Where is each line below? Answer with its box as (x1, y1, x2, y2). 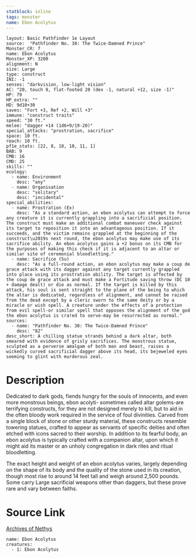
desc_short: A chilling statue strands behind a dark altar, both (6, 333, 172, 339)
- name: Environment (11, 174, 62, 180)
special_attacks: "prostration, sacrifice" (6, 128, 114, 134)
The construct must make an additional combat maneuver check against (6, 221, 183, 226)
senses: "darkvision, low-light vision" (6, 82, 107, 88)
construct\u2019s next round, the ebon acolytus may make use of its (6, 236, 180, 242)
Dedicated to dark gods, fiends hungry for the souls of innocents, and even (6, 393, 188, 400)
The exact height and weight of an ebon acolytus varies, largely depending (6, 460, 188, 467)
